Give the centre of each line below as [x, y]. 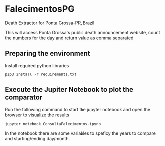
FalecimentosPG [40, 9]
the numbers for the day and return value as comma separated [69, 38]
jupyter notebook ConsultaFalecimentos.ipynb [53, 124]
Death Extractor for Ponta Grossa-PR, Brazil [50, 23]
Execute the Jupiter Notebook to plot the [69, 90]
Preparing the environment [48, 53]
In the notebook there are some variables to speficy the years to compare [80, 133]
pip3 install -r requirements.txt [41, 74]
